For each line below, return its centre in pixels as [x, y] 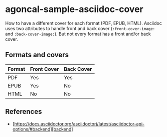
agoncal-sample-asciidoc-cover [74, 9]
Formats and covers [37, 55]
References [24, 112]
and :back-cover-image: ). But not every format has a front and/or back [78, 34]
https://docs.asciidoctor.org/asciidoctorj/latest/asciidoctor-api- [79, 123]
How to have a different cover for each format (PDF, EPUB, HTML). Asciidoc [83, 23]
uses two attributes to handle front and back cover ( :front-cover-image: [80, 28]
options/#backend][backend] [43, 129]
